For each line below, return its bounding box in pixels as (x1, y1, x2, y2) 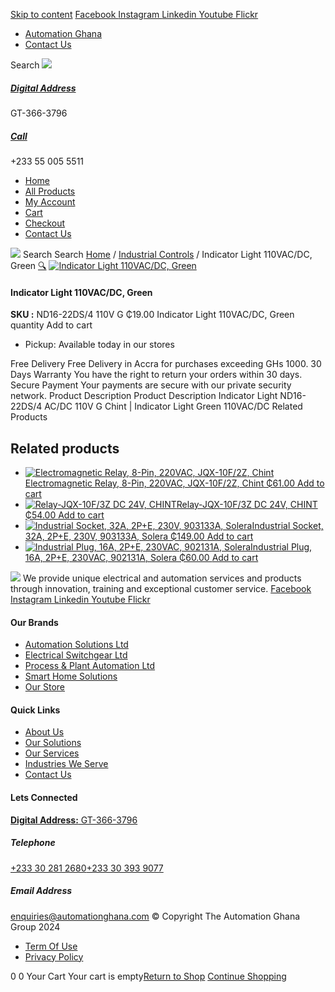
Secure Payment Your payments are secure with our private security (10, 379, 292, 391)
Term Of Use (24, 940, 78, 952)
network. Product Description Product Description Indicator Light (10, 390, 278, 402)
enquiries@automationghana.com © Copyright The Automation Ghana (10, 910, 301, 922)
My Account (24, 195, 76, 208)
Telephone (10, 837, 56, 849)
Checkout (24, 217, 66, 229)
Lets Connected (10, 791, 78, 803)
